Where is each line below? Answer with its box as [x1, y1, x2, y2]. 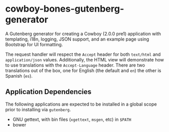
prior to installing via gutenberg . [5, 106, 71, 112]
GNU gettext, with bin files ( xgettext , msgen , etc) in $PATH [12, 116, 131, 122]
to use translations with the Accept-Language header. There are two [5, 62, 145, 68]
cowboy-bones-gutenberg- [5, 3, 124, 15]
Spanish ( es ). [5, 73, 33, 79]
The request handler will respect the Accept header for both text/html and [5, 51, 161, 57]
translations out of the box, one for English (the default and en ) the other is [5, 67, 161, 74]
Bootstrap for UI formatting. [5, 41, 63, 47]
